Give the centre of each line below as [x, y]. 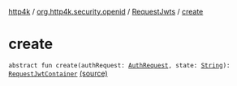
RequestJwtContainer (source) [58, 73]
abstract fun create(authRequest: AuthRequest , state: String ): [119, 65]
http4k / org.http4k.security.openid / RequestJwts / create [106, 12]
